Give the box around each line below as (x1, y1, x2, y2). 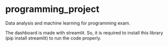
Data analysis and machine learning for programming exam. (5, 20, 131, 26)
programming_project (5, 3, 100, 15)
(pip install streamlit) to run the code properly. (5, 35, 102, 41)
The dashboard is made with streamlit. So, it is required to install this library (5, 29, 163, 35)
